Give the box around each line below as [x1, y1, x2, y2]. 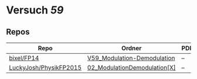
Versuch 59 [6, 4, 64, 17]
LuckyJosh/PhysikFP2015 [9, 64, 82, 71]
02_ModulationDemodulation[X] [87, 64, 176, 71]
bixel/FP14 [9, 54, 39, 62]
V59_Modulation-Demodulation [87, 54, 175, 62]
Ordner [121, 44, 142, 52]
